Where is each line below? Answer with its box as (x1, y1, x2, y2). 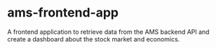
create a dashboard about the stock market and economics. (7, 35, 180, 43)
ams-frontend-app (7, 5, 119, 21)
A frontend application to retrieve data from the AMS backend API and (7, 28, 210, 36)
